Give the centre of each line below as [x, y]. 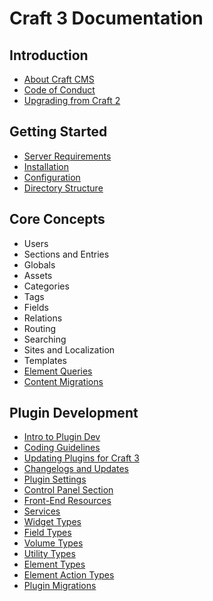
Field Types [47, 533]
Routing [40, 328]
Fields [36, 307]
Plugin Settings [55, 479]
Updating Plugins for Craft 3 [81, 458]
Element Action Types [69, 575]
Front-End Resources [67, 501]
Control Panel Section [68, 490]
